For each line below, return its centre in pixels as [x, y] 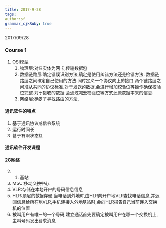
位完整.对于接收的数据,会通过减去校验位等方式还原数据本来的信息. [86, 92]
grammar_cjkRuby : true [28, 23]
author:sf [15, 19]
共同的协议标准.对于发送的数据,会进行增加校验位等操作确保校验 [97, 87]
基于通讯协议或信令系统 [36, 123]
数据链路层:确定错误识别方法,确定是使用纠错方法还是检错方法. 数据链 [89, 74]
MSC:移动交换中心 [31, 183]
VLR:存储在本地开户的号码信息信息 [47, 189]
